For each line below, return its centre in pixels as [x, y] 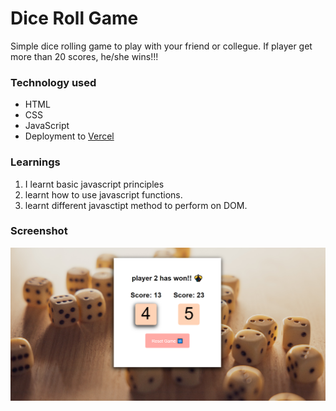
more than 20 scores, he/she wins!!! [84, 56]
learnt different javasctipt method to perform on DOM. [136, 205]
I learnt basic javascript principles [94, 184]
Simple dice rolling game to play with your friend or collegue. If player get [161, 46]
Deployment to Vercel [69, 136]
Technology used [53, 82]
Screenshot [39, 231]
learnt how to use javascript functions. [103, 194]
